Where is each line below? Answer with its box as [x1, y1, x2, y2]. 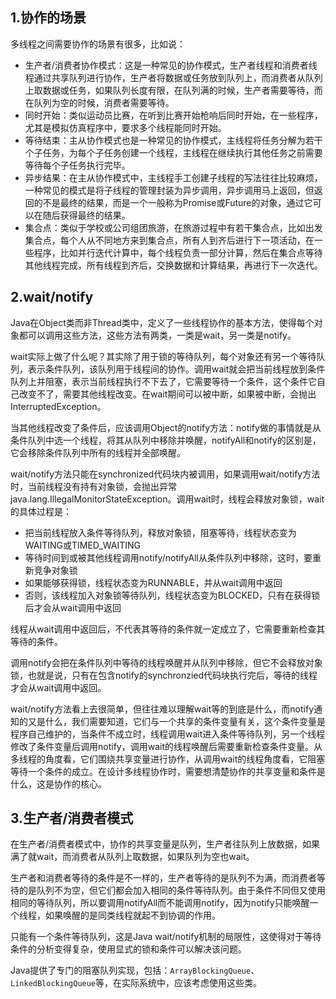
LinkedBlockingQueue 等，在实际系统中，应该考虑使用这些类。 [10, 977, 263, 989]
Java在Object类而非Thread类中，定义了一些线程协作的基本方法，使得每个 [10, 316, 315, 328]
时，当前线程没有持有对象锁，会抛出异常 [10, 480, 177, 492]
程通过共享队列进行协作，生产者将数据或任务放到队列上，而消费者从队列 [24, 71, 323, 83]
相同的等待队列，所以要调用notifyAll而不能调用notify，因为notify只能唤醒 [10, 897, 310, 909]
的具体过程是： [10, 505, 72, 517]
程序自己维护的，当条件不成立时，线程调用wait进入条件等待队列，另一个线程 [10, 728, 326, 740]
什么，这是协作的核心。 [10, 778, 107, 790]
